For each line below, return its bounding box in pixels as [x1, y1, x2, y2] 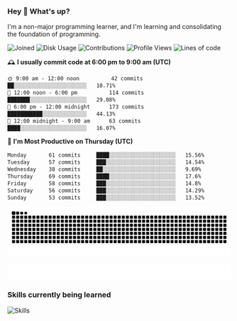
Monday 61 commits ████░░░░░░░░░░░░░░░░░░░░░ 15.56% [7, 152, 204, 159]
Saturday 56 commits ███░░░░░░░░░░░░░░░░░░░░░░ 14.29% [7, 187, 204, 194]
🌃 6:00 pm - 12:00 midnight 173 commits [7, 103, 144, 111]
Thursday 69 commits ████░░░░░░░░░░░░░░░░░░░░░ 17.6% [7, 173, 202, 180]
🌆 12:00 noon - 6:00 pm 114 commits [7, 89, 144, 96]
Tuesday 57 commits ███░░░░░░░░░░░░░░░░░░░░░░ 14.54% [7, 159, 204, 166]
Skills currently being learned [7, 290, 111, 300]
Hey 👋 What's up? [7, 6, 70, 16]
